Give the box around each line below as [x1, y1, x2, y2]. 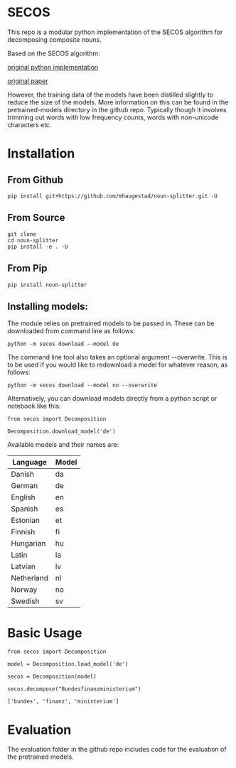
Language [12, 458, 48, 467]
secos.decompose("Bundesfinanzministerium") [7, 686, 141, 693]
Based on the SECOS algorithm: [7, 49, 101, 58]
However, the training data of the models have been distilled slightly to [7, 90, 213, 99]
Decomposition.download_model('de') [7, 428, 116, 436]
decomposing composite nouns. [7, 35, 102, 43]
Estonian [11, 516, 41, 526]
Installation [7, 146, 75, 162]
